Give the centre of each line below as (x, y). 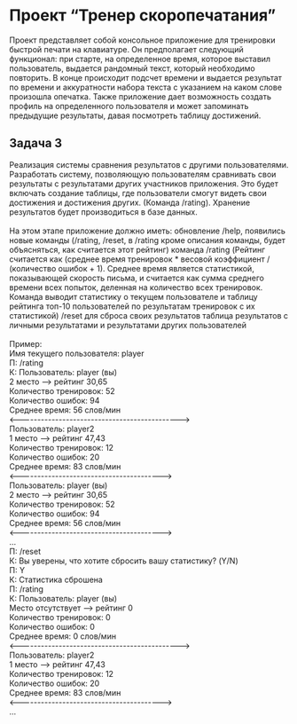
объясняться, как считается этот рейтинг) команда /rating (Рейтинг (137, 249)
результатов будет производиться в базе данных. (103, 212)
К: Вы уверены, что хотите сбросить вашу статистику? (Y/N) (124, 561)
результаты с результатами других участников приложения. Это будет (144, 184)
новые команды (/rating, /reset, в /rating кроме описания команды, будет (148, 240)
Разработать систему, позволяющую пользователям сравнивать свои (143, 174)
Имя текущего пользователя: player (77, 353)
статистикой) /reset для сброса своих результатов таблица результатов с (148, 315)
